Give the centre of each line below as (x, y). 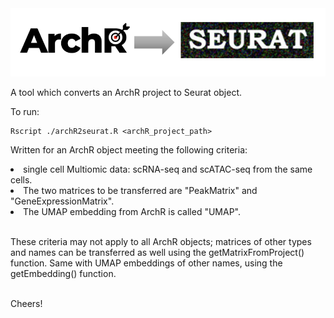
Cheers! (26, 303)
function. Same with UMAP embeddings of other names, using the (146, 263)
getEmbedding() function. (63, 273)
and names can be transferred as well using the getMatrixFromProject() (157, 252)
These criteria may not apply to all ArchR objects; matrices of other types (161, 241)
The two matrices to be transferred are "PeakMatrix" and (140, 190)
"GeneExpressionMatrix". (62, 201)
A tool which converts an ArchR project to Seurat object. (126, 92)
